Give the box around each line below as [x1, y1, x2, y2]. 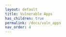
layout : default [5, 7, 38, 12]
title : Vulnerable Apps [5, 12, 53, 16]
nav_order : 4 [5, 25, 31, 30]
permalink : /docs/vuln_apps [5, 20, 62, 25]
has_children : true [5, 16, 44, 21]
